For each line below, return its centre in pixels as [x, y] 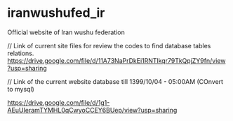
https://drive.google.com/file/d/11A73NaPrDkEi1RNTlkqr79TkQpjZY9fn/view [116, 60]
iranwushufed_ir [56, 13]
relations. [21, 53]
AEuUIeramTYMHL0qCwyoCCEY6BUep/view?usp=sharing [92, 110]
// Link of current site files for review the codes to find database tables [109, 45]
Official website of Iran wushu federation [66, 32]
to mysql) [21, 89]
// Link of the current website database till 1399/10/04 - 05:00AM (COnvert [115, 81]
